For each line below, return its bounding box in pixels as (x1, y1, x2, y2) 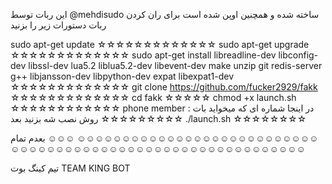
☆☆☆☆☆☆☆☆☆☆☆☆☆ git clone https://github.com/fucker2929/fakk (10, 81, 318, 93)
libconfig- (278, 49, 319, 61)
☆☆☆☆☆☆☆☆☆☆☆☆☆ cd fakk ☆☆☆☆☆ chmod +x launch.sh (10, 92, 297, 103)
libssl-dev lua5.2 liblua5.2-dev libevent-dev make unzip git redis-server (28, 60, 323, 71)
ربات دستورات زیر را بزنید (10, 19, 107, 31)
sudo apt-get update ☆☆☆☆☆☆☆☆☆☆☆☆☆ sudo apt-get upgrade (10, 39, 310, 50)
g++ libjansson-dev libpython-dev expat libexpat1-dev (10, 70, 235, 82)
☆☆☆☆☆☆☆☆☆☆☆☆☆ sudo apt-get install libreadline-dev (10, 49, 277, 61)
